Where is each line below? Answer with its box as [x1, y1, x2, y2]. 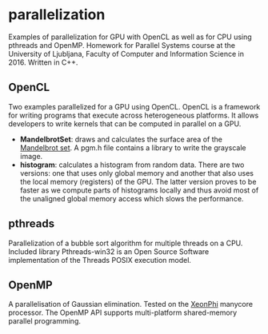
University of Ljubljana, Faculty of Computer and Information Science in [8, 49, 244, 58]
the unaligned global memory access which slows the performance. [19, 193, 244, 203]
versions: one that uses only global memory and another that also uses [19, 168, 254, 177]
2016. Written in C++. [8, 58, 78, 67]
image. [19, 151, 43, 161]
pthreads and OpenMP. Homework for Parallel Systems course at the [8, 40, 236, 50]
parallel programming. [8, 316, 82, 326]
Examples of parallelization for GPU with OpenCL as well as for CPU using [8, 32, 252, 42]
